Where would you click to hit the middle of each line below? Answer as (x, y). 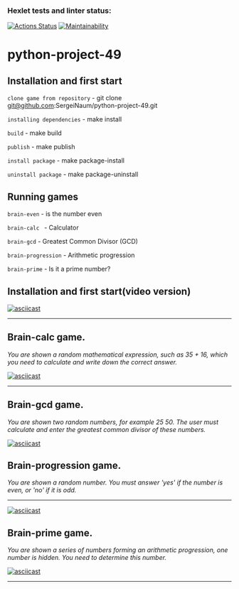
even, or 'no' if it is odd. (42, 490)
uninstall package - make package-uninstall (73, 174)
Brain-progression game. (64, 465)
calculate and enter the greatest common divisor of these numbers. (107, 429)
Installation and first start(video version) (99, 291)
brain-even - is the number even (55, 214)
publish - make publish (41, 147)
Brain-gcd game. (46, 405)
